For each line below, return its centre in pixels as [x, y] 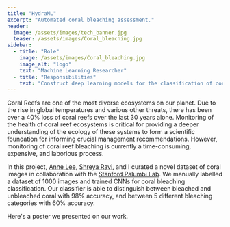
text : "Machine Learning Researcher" [73, 70]
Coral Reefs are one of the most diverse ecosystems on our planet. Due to [112, 103]
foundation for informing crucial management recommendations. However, [112, 139]
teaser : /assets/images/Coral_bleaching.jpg [78, 39]
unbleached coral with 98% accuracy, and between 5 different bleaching [110, 196]
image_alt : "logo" [46, 64]
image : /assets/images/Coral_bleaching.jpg [82, 58]
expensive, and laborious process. [55, 154]
